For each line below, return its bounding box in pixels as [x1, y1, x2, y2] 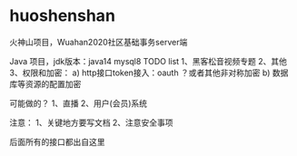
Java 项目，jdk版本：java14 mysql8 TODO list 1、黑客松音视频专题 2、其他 [9, 55, 288, 66]
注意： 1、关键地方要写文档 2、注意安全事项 [9, 117, 174, 128]
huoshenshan [9, 5, 116, 26]
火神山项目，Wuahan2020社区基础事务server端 [9, 36, 188, 47]
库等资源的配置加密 [9, 78, 82, 89]
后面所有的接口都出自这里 [9, 136, 105, 147]
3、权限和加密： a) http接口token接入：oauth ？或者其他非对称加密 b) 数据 [9, 67, 289, 78]
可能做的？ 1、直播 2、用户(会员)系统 [9, 97, 148, 109]
